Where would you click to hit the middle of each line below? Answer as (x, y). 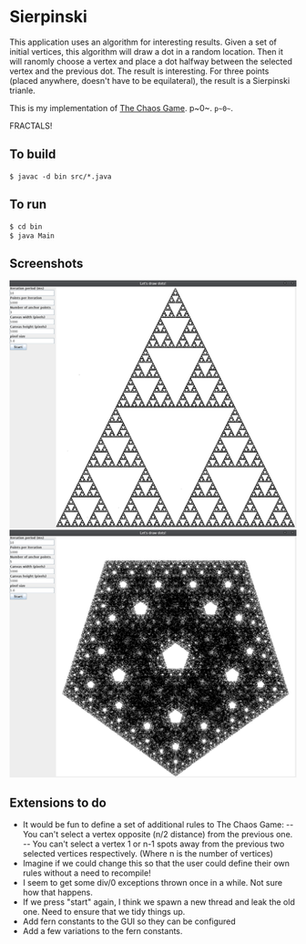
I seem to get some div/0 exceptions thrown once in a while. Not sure (153, 883)
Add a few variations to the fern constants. (102, 931)
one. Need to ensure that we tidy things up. (104, 912)
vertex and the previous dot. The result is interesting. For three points (139, 71)
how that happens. (57, 893)
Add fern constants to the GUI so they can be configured (129, 921)
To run (28, 205)
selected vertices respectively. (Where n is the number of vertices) (148, 854)
